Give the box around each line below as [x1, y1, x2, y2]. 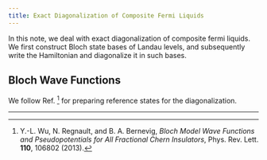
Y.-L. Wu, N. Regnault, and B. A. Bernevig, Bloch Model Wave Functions [19, 127, 255, 136]
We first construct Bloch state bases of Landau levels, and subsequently [8, 41, 246, 52]
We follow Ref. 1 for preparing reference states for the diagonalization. [8, 95, 237, 106]
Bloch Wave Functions [8, 73, 122, 88]
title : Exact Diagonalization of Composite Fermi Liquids [8, 11, 204, 20]
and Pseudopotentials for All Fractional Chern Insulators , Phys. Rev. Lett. [19, 135, 259, 144]
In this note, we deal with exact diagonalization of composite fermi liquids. [8, 33, 251, 43]
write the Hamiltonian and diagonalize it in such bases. [8, 50, 187, 60]
